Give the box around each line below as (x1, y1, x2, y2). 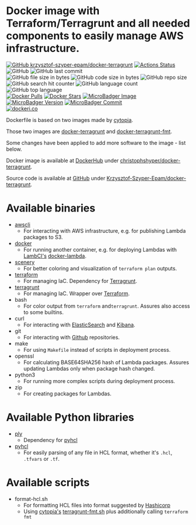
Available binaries (6, 202, 96, 215)
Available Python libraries (6, 411, 134, 424)
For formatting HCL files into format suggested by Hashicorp (23, 501, 171, 509)
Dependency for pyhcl (23, 436, 78, 443)
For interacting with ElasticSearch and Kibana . (23, 321, 135, 328)
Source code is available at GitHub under (6, 174, 106, 181)
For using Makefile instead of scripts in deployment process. (23, 346, 171, 353)
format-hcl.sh (14, 495, 48, 502)
